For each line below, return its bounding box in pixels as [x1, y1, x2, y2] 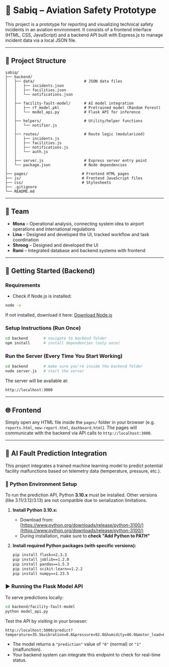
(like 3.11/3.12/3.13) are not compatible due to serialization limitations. [5, 497, 147, 503]
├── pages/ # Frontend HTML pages [5, 171, 129, 176]
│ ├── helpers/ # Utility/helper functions [5, 118, 143, 123]
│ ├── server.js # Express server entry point [5, 158, 147, 163]
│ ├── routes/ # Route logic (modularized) [5, 131, 145, 136]
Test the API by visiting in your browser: [5, 618, 88, 624]
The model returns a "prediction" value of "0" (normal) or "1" [12, 641, 142, 647]
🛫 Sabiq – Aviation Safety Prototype [5, 5, 156, 16]
